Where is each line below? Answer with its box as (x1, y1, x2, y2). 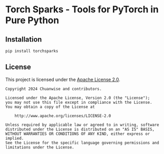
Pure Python (5, 14, 59, 26)
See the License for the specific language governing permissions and (5, 140, 159, 145)
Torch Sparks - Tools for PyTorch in (5, 4, 159, 15)
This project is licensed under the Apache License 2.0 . (5, 76, 120, 83)
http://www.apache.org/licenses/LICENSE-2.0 (14, 113, 111, 119)
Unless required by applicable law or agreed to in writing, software (5, 122, 159, 127)
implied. (5, 136, 24, 141)
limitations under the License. (5, 145, 74, 150)
